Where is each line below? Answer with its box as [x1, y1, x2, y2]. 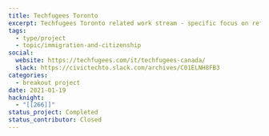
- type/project [15, 34, 66, 42]
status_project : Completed [8, 109, 98, 117]
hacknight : [8, 94, 45, 102]
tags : [8, 26, 26, 34]
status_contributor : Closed [8, 116, 102, 124]
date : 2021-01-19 [8, 86, 66, 94]
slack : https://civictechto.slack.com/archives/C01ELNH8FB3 [15, 64, 220, 72]
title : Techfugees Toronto [8, 11, 98, 20]
